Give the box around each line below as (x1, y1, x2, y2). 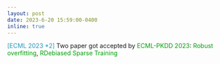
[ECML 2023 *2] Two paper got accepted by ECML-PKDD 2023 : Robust (7, 42, 214, 50)
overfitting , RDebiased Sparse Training (7, 49, 118, 57)
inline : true (7, 23, 45, 30)
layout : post (7, 10, 45, 17)
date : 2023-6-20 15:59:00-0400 (7, 17, 98, 23)
